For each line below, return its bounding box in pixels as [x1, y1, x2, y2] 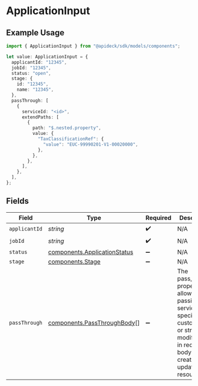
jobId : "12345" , [11, 65, 51, 71]
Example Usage [6, 28, 65, 38]
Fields [6, 196, 29, 206]
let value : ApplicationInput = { [6, 54, 88, 60]
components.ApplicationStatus [48, 248, 134, 256]
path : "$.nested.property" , [32, 125, 101, 131]
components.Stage [48, 258, 101, 266]
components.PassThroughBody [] [48, 318, 140, 326]
